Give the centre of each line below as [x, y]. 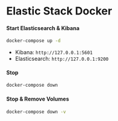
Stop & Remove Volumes [38, 99]
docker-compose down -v [36, 112]
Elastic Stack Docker [59, 11]
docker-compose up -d [34, 41]
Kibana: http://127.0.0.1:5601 [54, 52]
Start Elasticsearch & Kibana [43, 28]
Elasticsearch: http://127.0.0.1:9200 [62, 59]
